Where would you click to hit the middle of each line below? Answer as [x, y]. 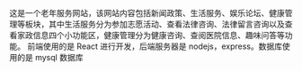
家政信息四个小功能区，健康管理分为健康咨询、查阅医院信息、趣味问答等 [151, 35]
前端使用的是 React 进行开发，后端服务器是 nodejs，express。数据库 [155, 46]
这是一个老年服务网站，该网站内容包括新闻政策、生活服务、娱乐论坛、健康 [147, 13]
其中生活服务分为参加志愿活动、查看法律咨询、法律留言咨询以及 [166, 24]
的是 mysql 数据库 [50, 57]
